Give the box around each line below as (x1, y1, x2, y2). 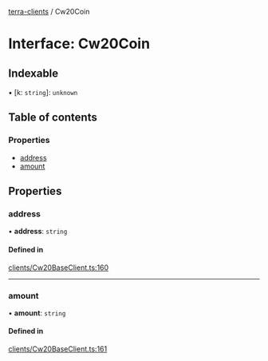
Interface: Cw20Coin (8, 35, 150, 53)
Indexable (8, 66, 59, 80)
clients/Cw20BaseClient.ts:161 (8, 344, 108, 354)
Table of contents (8, 111, 97, 125)
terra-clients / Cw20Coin (8, 7, 90, 16)
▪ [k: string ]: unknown (8, 88, 78, 97)
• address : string (8, 227, 68, 236)
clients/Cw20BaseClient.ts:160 (8, 263, 109, 272)
